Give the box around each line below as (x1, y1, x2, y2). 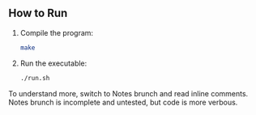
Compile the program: (19, 28, 94, 37)
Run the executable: (19, 58, 87, 68)
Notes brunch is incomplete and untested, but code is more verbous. (8, 97, 238, 107)
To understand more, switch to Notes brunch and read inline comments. (8, 88, 249, 98)
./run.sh (19, 74, 50, 82)
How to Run (8, 6, 68, 20)
